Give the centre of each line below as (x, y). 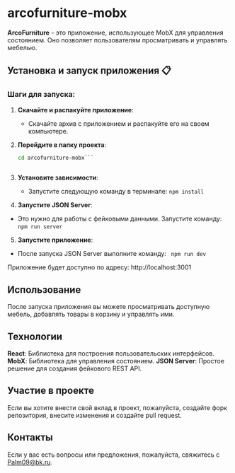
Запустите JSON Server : (55, 205)
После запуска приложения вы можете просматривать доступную (109, 307)
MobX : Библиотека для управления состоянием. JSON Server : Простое (116, 361)
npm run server (40, 227)
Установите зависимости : (58, 177)
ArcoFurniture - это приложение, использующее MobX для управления (115, 33)
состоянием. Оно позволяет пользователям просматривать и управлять (117, 40)
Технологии (35, 336)
